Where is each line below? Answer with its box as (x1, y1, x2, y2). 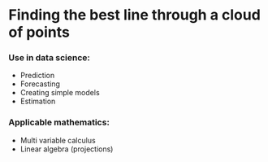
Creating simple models (19, 88, 100, 98)
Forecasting (19, 79, 61, 89)
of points (8, 23, 71, 42)
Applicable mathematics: (8, 116, 110, 128)
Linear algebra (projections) (19, 144, 114, 154)
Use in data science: (8, 52, 91, 63)
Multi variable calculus (19, 135, 96, 145)
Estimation (19, 96, 56, 107)
